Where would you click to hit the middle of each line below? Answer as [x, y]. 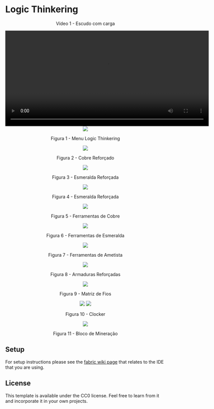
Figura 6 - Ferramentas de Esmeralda [85, 235]
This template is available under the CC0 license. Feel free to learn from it [82, 395]
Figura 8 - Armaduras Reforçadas [85, 274]
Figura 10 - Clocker [85, 314]
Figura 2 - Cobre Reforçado [85, 158]
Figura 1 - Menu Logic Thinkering [85, 138]
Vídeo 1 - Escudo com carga [85, 23]
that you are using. [25, 367]
